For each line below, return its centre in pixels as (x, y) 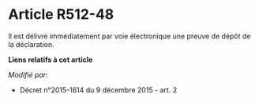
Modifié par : (28, 74)
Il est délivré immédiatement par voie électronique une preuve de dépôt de (129, 36)
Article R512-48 (61, 14)
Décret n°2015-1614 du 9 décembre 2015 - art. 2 (98, 90)
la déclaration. (31, 44)
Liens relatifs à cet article (51, 60)
